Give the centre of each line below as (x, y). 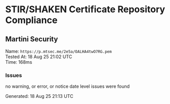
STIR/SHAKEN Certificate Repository (85, 9)
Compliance (31, 20)
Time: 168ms (19, 62)
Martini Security (32, 39)
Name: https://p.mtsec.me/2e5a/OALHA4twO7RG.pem (59, 51)
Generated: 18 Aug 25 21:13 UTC (39, 96)
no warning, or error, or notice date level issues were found (68, 86)
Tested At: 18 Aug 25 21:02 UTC (39, 57)
